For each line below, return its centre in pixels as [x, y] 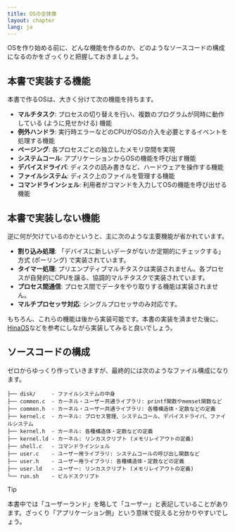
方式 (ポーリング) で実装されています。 [74, 260]
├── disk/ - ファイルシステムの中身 [61, 394]
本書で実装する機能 [49, 81]
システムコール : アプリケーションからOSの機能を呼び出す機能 [107, 159]
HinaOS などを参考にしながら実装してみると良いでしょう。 [92, 328]
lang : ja [20, 27]
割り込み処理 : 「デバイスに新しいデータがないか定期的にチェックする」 [121, 251]
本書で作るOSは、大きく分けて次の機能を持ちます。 [82, 99]
